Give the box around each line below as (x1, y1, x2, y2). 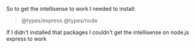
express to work (6, 35, 47, 42)
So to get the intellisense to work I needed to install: (6, 5, 136, 12)
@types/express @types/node (21, 17, 98, 24)
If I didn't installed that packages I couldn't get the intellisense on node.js (6, 29, 190, 36)
